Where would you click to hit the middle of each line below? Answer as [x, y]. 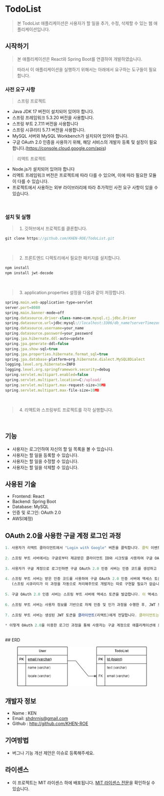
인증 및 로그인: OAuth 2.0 [36, 513]
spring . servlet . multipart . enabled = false [47, 375]
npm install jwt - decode [29, 273]
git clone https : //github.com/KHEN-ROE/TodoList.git [60, 239]
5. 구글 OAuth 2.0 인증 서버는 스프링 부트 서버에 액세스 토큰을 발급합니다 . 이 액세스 [82, 595]
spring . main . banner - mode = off [35, 313]
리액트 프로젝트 [31, 159]
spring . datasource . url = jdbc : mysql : [41, 323]
